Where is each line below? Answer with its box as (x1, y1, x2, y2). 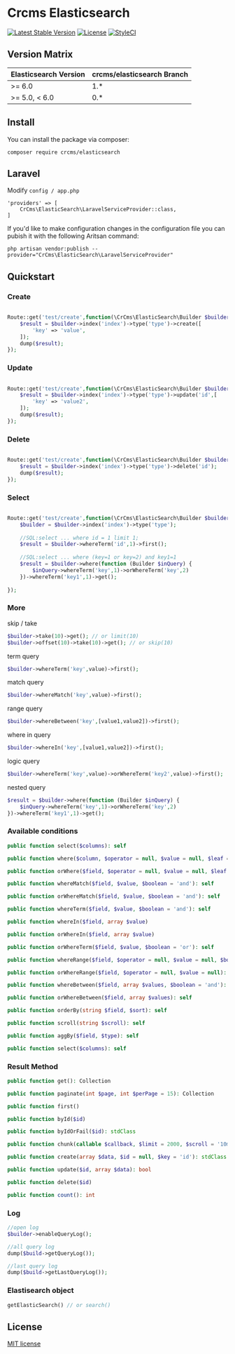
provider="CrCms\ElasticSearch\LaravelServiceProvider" (7, 251, 173, 259)
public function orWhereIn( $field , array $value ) (7, 931, 155, 938)
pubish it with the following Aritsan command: (7, 232, 139, 240)
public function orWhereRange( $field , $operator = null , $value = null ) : (7, 969, 227, 976)
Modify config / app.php (7, 186, 80, 194)
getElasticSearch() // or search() (7, 1301, 111, 1308)
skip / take (7, 619, 37, 628)
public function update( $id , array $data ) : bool (7, 1167, 152, 1174)
